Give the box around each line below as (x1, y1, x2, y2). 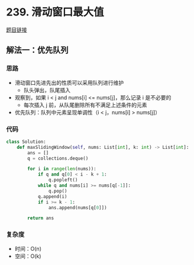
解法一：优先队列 (6, 45, 69, 55)
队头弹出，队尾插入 (23, 87, 71, 94)
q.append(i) (37, 193, 67, 199)
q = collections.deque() (27, 155, 89, 161)
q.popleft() (48, 177, 78, 183)
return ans (27, 215, 54, 221)
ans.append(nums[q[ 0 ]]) (48, 205, 108, 210)
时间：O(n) (14, 245, 41, 252)
